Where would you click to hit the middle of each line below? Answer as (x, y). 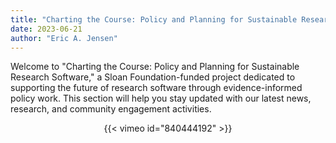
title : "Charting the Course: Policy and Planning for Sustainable (154, 19)
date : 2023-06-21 (46, 29)
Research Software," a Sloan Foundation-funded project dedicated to (153, 77)
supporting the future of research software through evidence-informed (156, 88)
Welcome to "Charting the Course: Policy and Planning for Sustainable (155, 67)
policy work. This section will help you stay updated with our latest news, (161, 98)
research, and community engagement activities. (111, 109)
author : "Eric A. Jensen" (64, 38)
